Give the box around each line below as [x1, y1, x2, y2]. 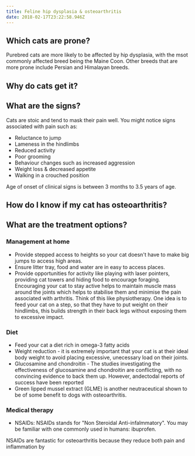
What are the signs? [6, 101, 81, 111]
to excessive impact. [14, 313, 64, 320]
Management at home [6, 237, 70, 246]
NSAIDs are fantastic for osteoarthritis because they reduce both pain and [6, 437, 185, 444]
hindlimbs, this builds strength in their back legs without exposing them [14, 307, 187, 314]
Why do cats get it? [6, 81, 78, 91]
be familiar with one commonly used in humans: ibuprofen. [14, 425, 156, 432]
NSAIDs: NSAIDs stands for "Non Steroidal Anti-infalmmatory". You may [14, 420, 188, 427]
